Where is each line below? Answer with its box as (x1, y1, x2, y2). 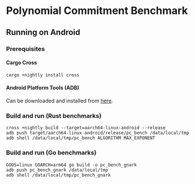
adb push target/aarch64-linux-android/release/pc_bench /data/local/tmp (6, 130, 190, 136)
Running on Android (6, 27, 81, 37)
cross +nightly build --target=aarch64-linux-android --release (6, 125, 166, 131)
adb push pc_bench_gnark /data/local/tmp (6, 167, 109, 173)
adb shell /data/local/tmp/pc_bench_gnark (6, 172, 111, 178)
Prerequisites (6, 45, 45, 53)
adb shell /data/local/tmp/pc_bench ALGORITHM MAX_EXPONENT (6, 135, 156, 141)
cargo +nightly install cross (6, 72, 80, 78)
